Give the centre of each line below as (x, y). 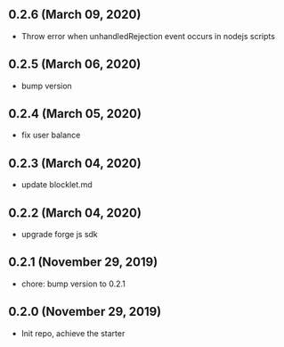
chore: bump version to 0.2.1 (73, 284)
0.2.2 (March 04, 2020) (75, 213)
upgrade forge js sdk (60, 235)
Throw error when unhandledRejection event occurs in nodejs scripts (148, 36)
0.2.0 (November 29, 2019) (85, 312)
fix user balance (51, 135)
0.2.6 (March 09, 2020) (75, 15)
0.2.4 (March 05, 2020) (75, 114)
